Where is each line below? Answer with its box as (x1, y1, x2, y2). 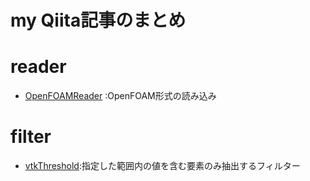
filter (10, 126, 52, 148)
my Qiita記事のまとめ (10, 9, 187, 32)
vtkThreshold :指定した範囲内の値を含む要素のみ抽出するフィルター (24, 160, 301, 172)
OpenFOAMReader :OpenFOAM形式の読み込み (24, 90, 217, 102)
